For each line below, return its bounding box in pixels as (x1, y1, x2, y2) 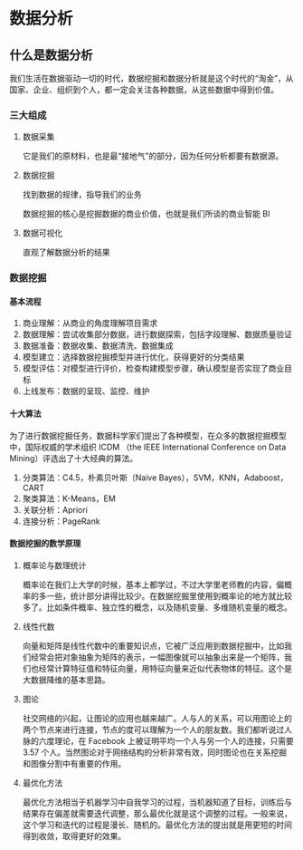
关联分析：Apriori (22, 504, 89, 515)
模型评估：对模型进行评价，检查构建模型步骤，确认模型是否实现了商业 (22, 363, 285, 374)
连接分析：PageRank (22, 516, 101, 526)
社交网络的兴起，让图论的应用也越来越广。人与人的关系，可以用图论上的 (22, 712, 292, 723)
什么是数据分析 (9, 47, 93, 63)
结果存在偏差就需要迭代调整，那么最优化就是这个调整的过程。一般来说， (22, 807, 292, 818)
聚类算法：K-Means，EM (22, 493, 116, 504)
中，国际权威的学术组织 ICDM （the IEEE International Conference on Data (9, 441, 287, 452)
